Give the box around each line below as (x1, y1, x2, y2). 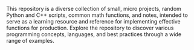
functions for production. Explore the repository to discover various (6, 24, 174, 31)
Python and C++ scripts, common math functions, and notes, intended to (6, 11, 189, 19)
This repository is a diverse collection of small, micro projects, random (6, 5, 181, 12)
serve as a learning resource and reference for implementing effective (6, 18, 181, 25)
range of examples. (6, 37, 54, 44)
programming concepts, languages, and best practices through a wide (6, 31, 182, 38)
